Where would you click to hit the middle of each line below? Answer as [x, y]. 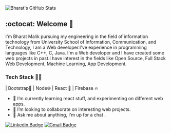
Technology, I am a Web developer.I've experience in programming [76, 47]
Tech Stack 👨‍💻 [24, 77]
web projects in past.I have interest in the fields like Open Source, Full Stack [85, 58]
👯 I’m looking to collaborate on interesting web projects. [72, 109]
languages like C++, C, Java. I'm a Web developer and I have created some [85, 53]
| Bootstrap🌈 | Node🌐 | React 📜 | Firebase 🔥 [52, 88]
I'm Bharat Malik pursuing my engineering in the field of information [77, 36]
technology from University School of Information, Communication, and [81, 42]
